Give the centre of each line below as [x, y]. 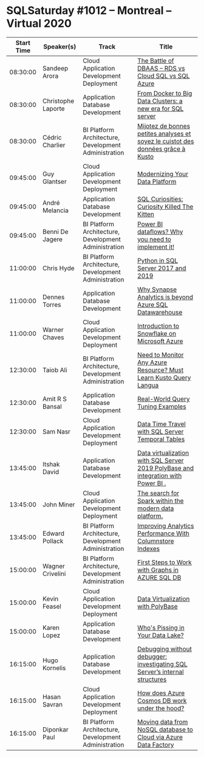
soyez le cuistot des [166, 141]
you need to [155, 239]
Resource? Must [161, 370]
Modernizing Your [163, 174]
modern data [156, 508]
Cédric [52, 137]
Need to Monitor [161, 354]
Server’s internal [161, 671]
